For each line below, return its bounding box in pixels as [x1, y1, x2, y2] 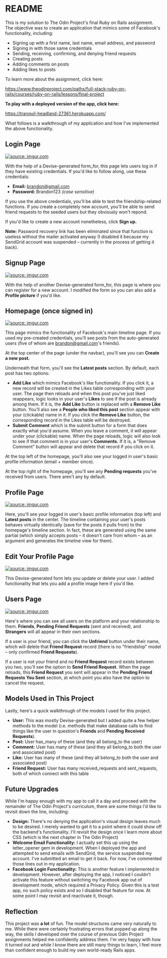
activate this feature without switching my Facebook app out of [12, 877, 142, 883]
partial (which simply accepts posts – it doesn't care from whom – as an [5, 532, 153, 538]
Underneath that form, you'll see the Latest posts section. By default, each [5, 365, 160, 371]
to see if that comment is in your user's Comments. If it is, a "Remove [12, 438, 156, 444]
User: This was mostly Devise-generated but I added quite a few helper [12, 717, 160, 723]
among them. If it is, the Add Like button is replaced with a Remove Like [12, 401, 161, 407]
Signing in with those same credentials [12, 45, 92, 51]
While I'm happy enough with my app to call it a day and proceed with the [5, 798, 156, 804]
